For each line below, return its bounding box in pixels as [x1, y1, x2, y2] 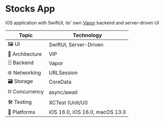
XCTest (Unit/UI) [49, 99, 89, 106]
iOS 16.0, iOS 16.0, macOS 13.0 [49, 108, 127, 115]
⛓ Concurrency [8, 88, 44, 95]
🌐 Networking [8, 69, 42, 76]
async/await [49, 89, 78, 96]
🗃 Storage [8, 78, 33, 85]
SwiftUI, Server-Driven [49, 41, 104, 48]
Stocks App [5, 3, 55, 15]
